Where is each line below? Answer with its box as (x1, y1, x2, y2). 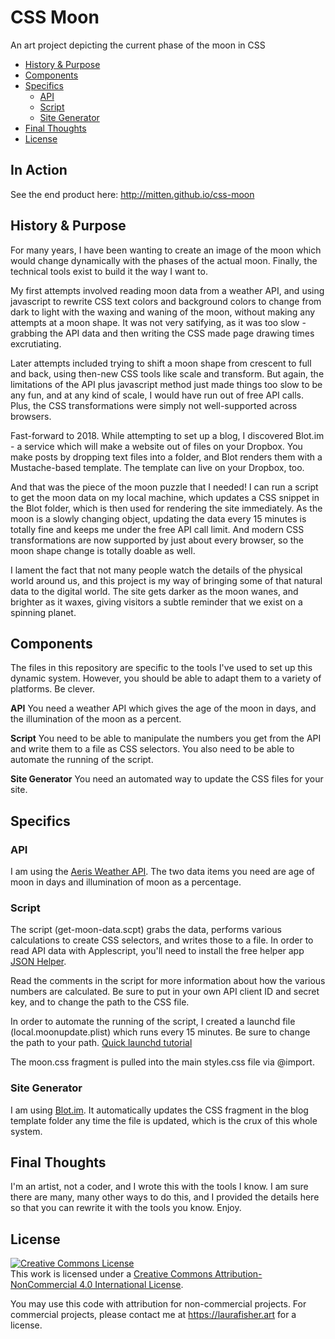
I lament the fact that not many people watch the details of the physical (10, 564, 303, 576)
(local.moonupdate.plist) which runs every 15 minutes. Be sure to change (10, 1026, 311, 1038)
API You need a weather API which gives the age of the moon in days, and (10, 702, 317, 715)
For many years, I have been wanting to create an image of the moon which (10, 244, 322, 256)
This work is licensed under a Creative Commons (10, 1268, 213, 1280)
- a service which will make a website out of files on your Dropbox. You (10, 440, 303, 452)
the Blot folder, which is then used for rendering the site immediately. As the (10, 502, 323, 514)
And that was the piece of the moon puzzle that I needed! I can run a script (10, 481, 319, 493)
